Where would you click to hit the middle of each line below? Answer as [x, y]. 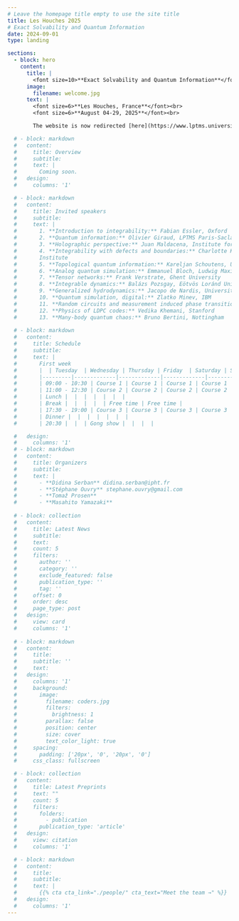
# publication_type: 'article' [70, 827]
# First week [43, 364]
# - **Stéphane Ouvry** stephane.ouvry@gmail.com [98, 489]
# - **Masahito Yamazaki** [63, 503]
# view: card [39, 622]
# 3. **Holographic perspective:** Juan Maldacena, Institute [117, 245]
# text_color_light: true [65, 741]
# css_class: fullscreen [57, 761]
